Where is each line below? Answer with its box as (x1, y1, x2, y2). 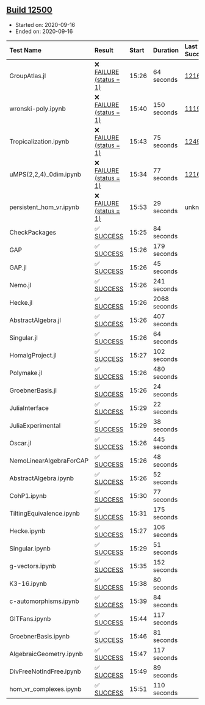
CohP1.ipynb (9, 491, 47, 500)
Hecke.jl (9, 298, 33, 307)
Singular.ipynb (9, 544, 51, 552)
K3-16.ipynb (9, 579, 48, 588)
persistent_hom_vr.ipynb (9, 203, 79, 211)
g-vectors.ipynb (9, 561, 57, 570)
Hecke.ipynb (9, 527, 46, 535)
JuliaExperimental (9, 421, 61, 429)
